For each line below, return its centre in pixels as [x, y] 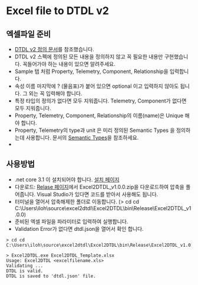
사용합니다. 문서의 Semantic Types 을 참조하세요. [82, 137]
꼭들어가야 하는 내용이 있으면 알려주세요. [69, 64]
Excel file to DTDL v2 [57, 11]
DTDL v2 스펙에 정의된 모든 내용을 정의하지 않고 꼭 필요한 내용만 [89, 57]
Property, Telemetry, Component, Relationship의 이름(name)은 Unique [99, 115]
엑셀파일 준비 [29, 34]
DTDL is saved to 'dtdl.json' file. [51, 276]
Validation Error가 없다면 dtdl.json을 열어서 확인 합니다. [79, 228]
